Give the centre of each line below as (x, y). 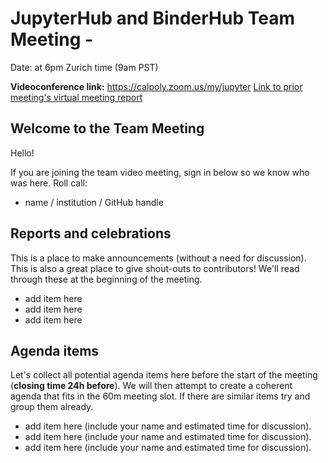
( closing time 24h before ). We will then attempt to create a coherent (151, 386)
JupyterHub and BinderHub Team (152, 18)
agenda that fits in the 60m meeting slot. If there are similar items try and (160, 396)
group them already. (52, 407)
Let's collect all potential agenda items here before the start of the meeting (164, 375)
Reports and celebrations (91, 233)
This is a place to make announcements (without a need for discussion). (158, 258)
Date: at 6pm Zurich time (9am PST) (84, 67)
